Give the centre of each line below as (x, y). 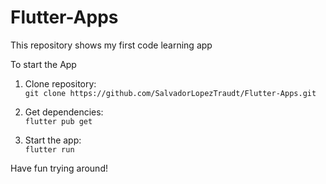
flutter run (49, 149)
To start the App (43, 64)
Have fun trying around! (59, 168)
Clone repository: (60, 83)
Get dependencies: (64, 112)
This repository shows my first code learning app (111, 45)
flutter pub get (58, 121)
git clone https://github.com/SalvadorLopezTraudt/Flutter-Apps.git (170, 93)
